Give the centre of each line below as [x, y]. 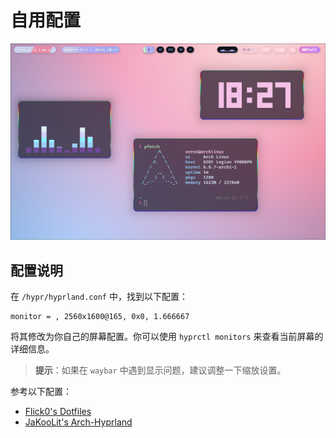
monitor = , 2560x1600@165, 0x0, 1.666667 [100, 317]
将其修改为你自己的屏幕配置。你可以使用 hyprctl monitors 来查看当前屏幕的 [167, 337]
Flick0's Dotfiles [58, 412]
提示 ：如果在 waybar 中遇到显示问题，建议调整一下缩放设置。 [160, 370]
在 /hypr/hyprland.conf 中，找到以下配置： [99, 297]
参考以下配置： [41, 392]
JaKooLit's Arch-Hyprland [78, 422]
